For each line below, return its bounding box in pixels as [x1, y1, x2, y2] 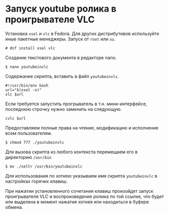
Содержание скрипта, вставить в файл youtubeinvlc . [5, 73, 119, 79]
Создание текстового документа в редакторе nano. [5, 54, 117, 61]
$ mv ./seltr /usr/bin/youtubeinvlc [5, 164, 82, 169]
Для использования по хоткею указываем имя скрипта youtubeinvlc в [5, 173, 158, 179]
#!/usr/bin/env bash [5, 83, 49, 88]
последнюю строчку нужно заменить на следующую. [5, 106, 122, 112]
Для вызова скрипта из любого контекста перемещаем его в [5, 149, 138, 155]
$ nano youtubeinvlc [5, 64, 49, 69]
